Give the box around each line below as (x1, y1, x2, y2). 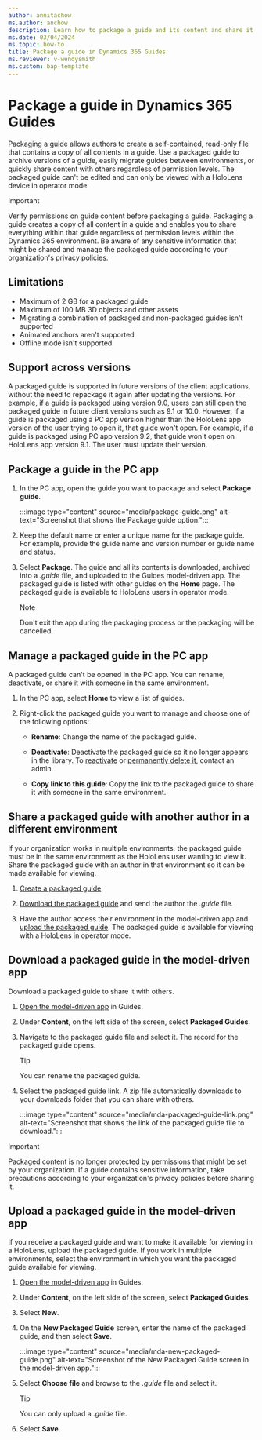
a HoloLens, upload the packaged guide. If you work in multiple (8, 1245, 213, 1256)
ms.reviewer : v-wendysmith (8, 56, 96, 64)
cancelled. (19, 626, 53, 636)
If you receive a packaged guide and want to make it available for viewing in (8, 1238, 253, 1247)
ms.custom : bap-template (8, 63, 89, 71)
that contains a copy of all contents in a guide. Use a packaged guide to (8, 147, 240, 157)
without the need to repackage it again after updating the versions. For (8, 390, 236, 399)
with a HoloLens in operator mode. (19, 931, 131, 940)
